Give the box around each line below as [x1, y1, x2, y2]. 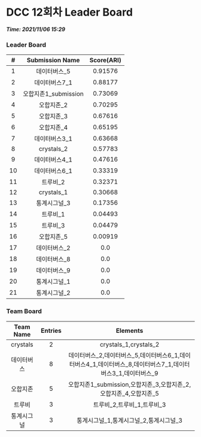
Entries [41, 326, 62, 335]
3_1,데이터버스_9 [111, 369, 159, 377]
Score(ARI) [89, 56, 121, 65]
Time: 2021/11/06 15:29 [6, 25, 66, 33]
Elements [115, 326, 144, 335]
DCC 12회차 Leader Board [6, 5, 133, 19]
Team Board [6, 307, 42, 315]
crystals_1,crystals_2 [99, 340, 160, 348]
